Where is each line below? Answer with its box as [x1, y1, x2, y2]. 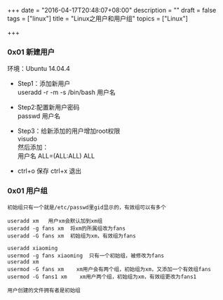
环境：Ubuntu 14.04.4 [7, 65, 70, 73]
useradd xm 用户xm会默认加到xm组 [7, 217, 103, 224]
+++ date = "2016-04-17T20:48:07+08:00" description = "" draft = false [7, 6, 217, 14]
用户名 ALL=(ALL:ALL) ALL [17, 152, 95, 160]
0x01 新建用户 [7, 47, 55, 57]
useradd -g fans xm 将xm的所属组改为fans [7, 225, 126, 232]
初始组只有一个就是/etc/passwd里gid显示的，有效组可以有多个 [7, 204, 166, 211]
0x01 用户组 [7, 186, 48, 196]
